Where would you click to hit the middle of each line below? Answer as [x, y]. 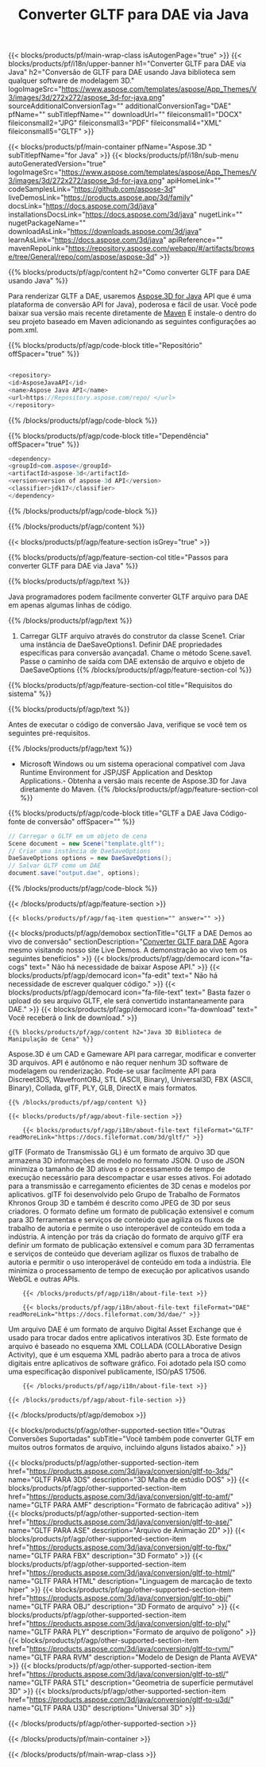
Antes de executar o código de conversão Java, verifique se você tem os [128, 724]
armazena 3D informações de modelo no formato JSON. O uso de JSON [126, 1161]
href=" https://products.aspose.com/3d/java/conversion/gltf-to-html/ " [122, 1573]
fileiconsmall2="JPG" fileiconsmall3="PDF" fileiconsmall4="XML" [115, 123]
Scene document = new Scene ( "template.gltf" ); [87, 843]
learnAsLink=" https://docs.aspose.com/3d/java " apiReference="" [116, 240]
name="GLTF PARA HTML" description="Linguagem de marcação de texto [130, 1581]
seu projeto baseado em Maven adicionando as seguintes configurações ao [132, 322]
